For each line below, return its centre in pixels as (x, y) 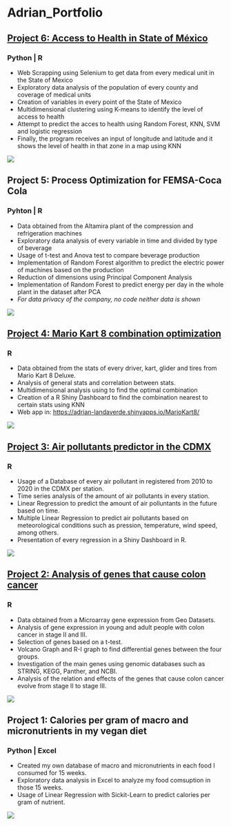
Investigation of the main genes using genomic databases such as (111, 663)
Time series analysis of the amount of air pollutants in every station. (113, 496)
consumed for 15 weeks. (52, 773)
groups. (28, 657)
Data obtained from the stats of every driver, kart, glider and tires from (117, 368)
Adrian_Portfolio (55, 13)
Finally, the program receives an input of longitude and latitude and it (115, 138)
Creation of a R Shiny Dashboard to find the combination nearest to (112, 397)
